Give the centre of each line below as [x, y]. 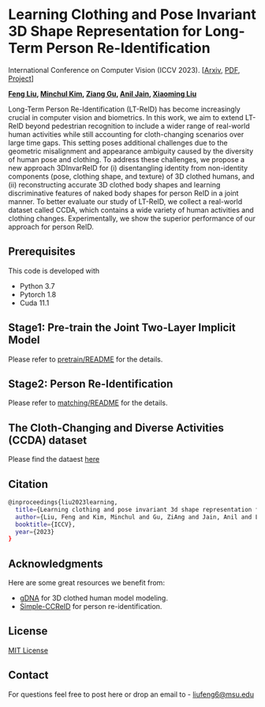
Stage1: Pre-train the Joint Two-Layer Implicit [122, 328]
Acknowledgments [56, 563]
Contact [28, 675]
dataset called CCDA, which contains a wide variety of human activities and [131, 210]
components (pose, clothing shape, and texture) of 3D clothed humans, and [131, 176]
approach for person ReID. [51, 226]
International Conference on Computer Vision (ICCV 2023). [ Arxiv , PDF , [124, 70]
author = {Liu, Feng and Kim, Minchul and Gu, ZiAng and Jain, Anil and [134, 517]
